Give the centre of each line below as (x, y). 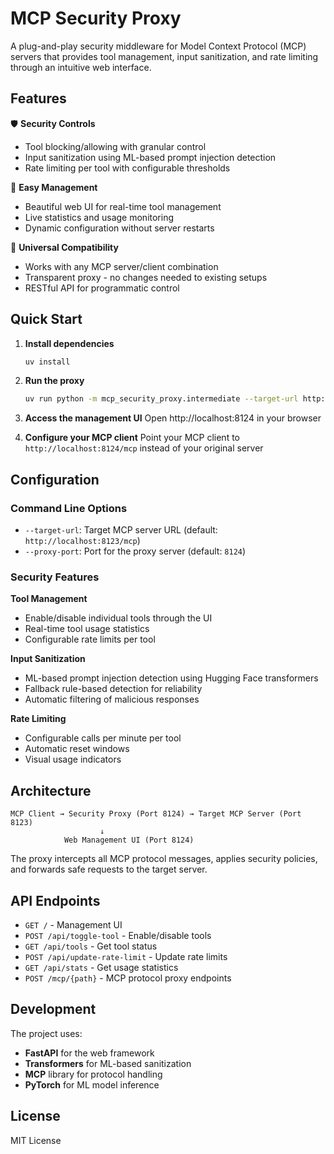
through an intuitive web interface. (81, 67)
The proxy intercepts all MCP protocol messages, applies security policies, (164, 859)
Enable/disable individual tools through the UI (118, 618)
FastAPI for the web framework (89, 1053)
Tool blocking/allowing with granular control (115, 146)
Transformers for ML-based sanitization (108, 1063)
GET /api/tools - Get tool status (91, 946)
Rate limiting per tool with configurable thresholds (127, 168)
